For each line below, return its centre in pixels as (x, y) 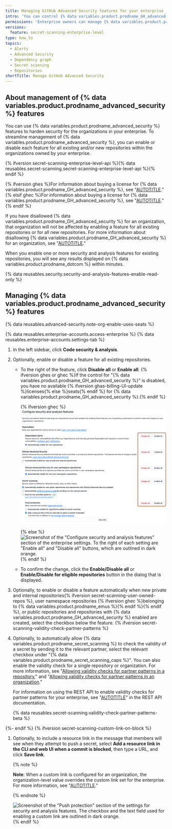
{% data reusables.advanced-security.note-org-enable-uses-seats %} (80, 324)
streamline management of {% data (43, 137)
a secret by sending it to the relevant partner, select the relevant (80, 649)
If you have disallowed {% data (38, 215)
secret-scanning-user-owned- (123, 595)
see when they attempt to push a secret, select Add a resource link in (86, 744)
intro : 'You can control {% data (41, 16)
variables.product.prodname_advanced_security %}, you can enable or (80, 142)
